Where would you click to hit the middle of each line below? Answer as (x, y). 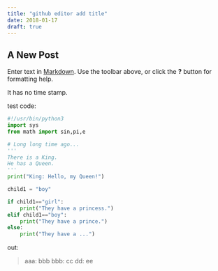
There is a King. (32, 157)
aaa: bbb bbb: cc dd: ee (59, 261)
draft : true (24, 26)
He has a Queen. (31, 164)
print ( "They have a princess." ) (67, 208)
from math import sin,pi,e (46, 132)
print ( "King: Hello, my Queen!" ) (56, 177)
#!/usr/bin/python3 (36, 119)
